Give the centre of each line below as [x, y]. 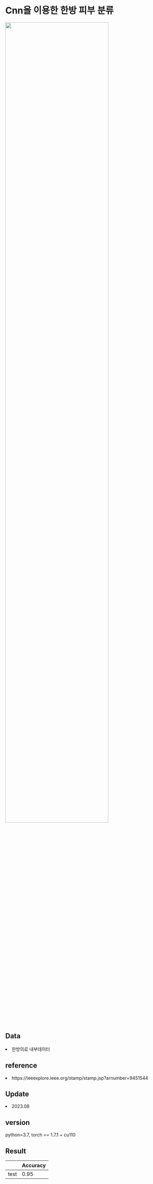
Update [17, 1094]
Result [16, 1151]
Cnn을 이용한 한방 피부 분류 [59, 11]
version [18, 1122]
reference [21, 1066]
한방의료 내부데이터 [31, 1049]
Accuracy [34, 1165]
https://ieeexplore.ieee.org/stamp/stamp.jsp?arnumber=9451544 [80, 1078]
